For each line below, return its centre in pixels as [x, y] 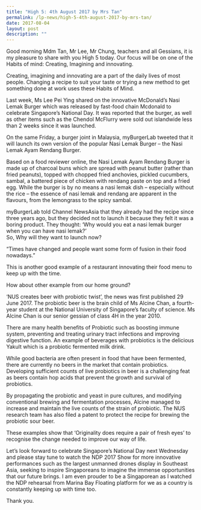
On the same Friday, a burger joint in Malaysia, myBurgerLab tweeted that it [100, 137]
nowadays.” [21, 256]
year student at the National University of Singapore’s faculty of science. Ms [101, 310]
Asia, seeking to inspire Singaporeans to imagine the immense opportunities [100, 470]
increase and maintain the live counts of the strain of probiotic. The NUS [96, 408]
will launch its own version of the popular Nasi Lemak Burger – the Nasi [94, 144]
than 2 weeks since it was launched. [51, 126]
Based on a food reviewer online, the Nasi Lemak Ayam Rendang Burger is [98, 162]
